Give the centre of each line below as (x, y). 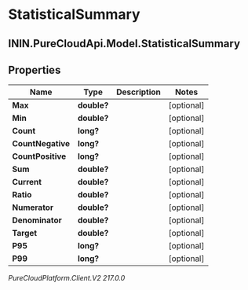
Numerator (33, 207)
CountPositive (39, 156)
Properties (35, 70)
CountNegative (41, 144)
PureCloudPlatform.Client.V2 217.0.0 (67, 278)
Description (139, 92)
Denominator (37, 220)
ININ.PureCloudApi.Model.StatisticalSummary (124, 44)
